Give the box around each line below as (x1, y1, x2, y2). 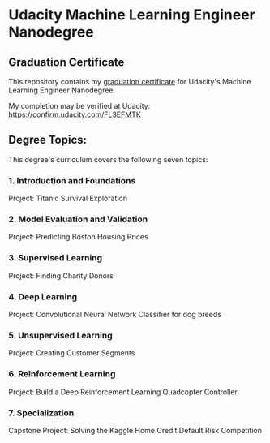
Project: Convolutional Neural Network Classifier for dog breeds (8, 310, 221, 319)
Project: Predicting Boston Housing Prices (8, 232, 148, 242)
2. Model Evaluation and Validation (8, 213, 148, 225)
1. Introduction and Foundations (8, 174, 136, 186)
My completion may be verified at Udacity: (8, 101, 151, 110)
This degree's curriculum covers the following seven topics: (8, 154, 208, 164)
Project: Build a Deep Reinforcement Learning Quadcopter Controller (8, 387, 238, 397)
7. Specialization (8, 407, 75, 419)
